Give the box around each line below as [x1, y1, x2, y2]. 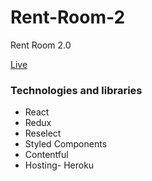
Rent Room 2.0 [10, 39, 72, 51]
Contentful [24, 149, 69, 161]
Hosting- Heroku [24, 159, 95, 171]
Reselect [24, 127, 62, 140]
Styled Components [24, 138, 108, 150]
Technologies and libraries [10, 83, 143, 97]
